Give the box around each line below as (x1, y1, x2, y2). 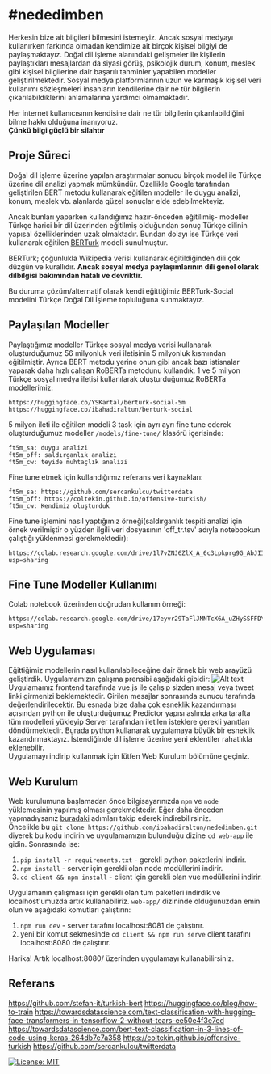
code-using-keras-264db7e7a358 (8, 1033, 122, 1042)
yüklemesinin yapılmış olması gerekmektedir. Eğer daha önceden (8, 805, 224, 814)
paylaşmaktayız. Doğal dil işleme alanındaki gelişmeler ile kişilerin (8, 49, 226, 59)
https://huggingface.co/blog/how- (144, 998, 258, 1008)
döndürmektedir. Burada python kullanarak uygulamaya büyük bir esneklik (8, 725, 256, 735)
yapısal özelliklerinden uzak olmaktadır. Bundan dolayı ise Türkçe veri (8, 229, 239, 239)
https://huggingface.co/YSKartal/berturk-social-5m (8, 398, 186, 406)
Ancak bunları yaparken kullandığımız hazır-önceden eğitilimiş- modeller (8, 212, 249, 222)
